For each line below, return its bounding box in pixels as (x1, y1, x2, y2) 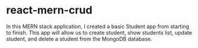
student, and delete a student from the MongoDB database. (6, 35, 153, 42)
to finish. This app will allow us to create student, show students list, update (6, 29, 193, 36)
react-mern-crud (6, 4, 92, 17)
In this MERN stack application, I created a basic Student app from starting (6, 23, 190, 30)
